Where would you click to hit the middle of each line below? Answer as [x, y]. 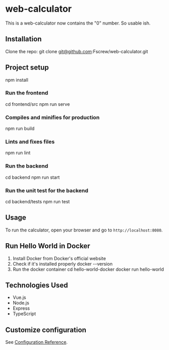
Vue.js [19, 297]
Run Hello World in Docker [48, 246]
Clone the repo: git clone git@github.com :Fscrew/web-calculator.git [77, 51]
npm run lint [18, 153]
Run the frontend [27, 93]
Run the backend [27, 166]
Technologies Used [37, 285]
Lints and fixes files [30, 142]
